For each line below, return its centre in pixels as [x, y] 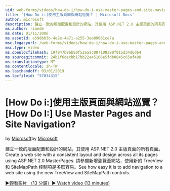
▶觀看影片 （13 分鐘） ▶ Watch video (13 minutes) [58, 183]
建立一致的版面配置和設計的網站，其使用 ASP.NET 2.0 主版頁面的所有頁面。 [84, 149]
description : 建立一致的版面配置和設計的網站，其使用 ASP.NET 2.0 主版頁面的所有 [84, 24]
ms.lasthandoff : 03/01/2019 [35, 71]
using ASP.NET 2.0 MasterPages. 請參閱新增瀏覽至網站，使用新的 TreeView [84, 161]
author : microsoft [25, 19]
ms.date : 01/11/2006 [27, 33]
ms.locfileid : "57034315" [32, 76]
